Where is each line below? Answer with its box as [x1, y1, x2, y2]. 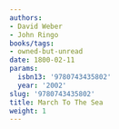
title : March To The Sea [9, 97, 104, 107]
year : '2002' [17, 81, 67, 90]
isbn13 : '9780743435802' [17, 73, 112, 82]
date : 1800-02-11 [9, 55, 75, 64]
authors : [9, 13, 43, 23]
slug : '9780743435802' [9, 89, 95, 98]
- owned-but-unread [9, 47, 84, 56]
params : [9, 64, 39, 74]
